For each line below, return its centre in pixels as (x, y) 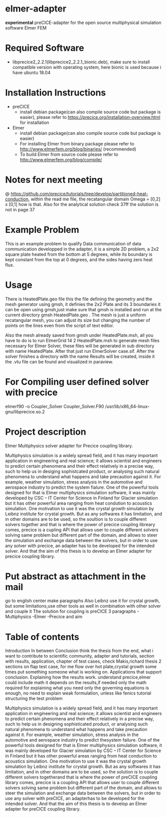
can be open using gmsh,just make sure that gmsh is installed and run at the (83, 309)
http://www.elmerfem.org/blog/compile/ (61, 159)
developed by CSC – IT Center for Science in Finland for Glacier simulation (82, 498)
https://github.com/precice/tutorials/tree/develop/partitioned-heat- (80, 193)
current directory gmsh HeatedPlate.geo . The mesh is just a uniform (76, 315)
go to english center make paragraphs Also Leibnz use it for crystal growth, (83, 601)
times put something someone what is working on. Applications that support (83, 672)
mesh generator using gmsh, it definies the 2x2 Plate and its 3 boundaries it (83, 304)
